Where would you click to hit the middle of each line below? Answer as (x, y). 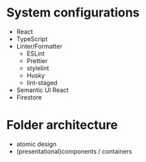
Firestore (29, 97)
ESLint (36, 54)
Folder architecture (62, 125)
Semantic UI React (42, 90)
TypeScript (32, 38)
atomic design (36, 144)
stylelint (38, 68)
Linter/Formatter (39, 46)
